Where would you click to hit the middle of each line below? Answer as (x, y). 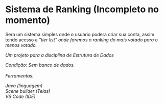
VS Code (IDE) (20, 96)
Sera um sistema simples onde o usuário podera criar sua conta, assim (80, 34)
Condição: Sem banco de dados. (40, 65)
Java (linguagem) (24, 86)
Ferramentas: (19, 75)
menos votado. (21, 45)
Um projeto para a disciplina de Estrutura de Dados (60, 55)
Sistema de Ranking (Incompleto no (82, 9)
